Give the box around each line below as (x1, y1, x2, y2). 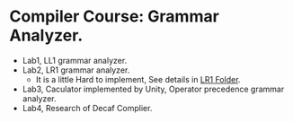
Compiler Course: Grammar (9, 6, 220, 27)
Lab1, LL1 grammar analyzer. (22, 55, 128, 65)
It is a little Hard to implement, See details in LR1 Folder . (35, 74, 241, 84)
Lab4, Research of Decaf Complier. (22, 102, 153, 113)
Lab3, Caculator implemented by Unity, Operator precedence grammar (22, 83, 285, 94)
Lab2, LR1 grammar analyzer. (22, 65, 130, 75)
